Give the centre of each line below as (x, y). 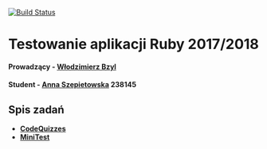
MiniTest (35, 137)
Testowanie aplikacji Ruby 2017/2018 (133, 44)
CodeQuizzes (43, 129)
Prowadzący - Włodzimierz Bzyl (63, 67)
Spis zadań (37, 110)
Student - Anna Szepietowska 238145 (73, 85)
